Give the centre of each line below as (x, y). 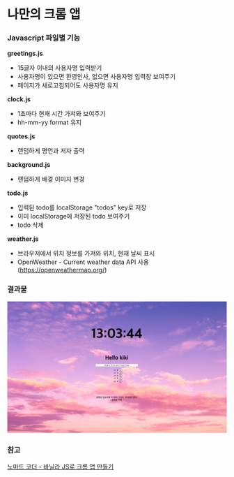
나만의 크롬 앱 (44, 14)
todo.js (18, 193)
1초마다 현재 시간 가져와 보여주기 (61, 114)
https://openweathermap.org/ (62, 270)
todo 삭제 (30, 225)
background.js (29, 165)
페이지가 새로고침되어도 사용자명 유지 (68, 85)
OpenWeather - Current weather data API (77, 262)
